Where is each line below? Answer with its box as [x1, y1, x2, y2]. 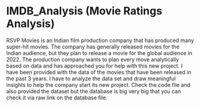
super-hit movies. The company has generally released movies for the [6, 43, 180, 50]
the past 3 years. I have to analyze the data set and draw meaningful [6, 75, 176, 82]
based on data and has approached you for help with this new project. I [6, 62, 183, 69]
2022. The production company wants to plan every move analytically [6, 56, 179, 63]
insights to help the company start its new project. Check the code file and [6, 81, 191, 88]
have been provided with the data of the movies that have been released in [6, 68, 192, 75]
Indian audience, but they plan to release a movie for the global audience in [6, 49, 193, 56]
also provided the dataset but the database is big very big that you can [6, 87, 181, 95]
